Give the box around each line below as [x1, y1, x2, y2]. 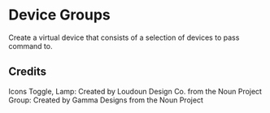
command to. [8, 41, 53, 50]
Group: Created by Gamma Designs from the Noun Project [8, 95, 203, 105]
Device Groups [8, 6, 111, 24]
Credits [8, 65, 47, 79]
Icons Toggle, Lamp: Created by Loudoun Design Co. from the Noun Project [8, 86, 263, 96]
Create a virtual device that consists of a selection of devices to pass [8, 33, 240, 42]
